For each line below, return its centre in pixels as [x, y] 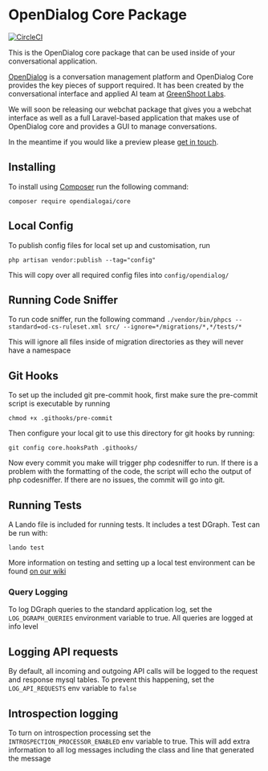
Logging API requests [63, 652]
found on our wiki [37, 571]
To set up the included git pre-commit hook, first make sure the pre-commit [133, 395]
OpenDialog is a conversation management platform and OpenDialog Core [131, 76]
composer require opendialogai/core [69, 201]
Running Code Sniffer [63, 300]
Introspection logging [63, 714]
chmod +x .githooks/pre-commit [61, 418]
